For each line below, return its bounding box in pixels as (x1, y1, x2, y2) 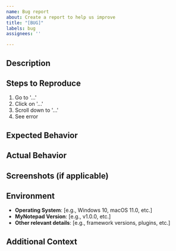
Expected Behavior (6, 130, 78, 140)
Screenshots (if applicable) (6, 171, 109, 181)
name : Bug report (6, 8, 49, 15)
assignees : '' (6, 31, 42, 37)
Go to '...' (14, 94, 37, 101)
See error (14, 113, 39, 120)
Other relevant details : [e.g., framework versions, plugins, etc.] (14, 219, 171, 227)
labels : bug (6, 25, 36, 32)
